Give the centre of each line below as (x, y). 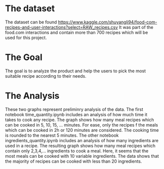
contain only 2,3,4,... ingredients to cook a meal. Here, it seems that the (77, 151)
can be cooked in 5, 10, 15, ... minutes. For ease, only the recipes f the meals (82, 125)
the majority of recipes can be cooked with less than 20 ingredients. (74, 161)
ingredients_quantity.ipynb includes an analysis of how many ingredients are (82, 140)
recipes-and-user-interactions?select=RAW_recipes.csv (61, 27)
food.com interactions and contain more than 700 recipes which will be (76, 32)
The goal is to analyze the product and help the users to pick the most (75, 71)
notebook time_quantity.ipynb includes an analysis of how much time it (76, 114)
